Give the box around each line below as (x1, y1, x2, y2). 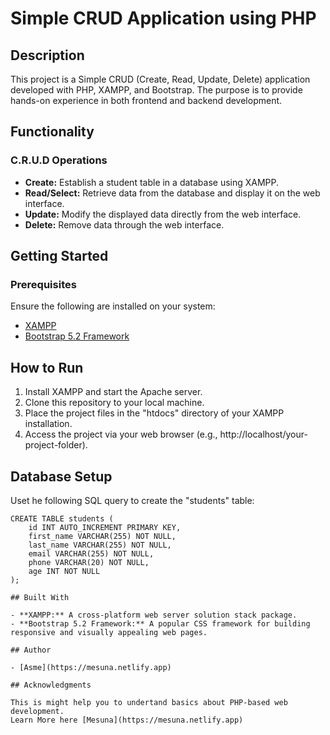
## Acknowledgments (10, 680, 92, 690)
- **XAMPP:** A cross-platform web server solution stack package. (10, 610, 298, 620)
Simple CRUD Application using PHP (10, 7, 317, 30)
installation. (24, 418, 73, 430)
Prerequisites (10, 278, 77, 291)
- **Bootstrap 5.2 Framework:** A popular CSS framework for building (10, 619, 311, 629)
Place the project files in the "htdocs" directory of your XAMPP (24, 407, 285, 419)
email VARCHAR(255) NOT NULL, (28, 549, 155, 559)
